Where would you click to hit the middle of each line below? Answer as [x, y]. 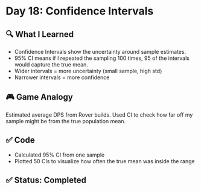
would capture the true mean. [51, 64]
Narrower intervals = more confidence [62, 77]
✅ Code [20, 140]
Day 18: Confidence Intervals [80, 11]
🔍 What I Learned [40, 34]
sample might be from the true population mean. [66, 121]
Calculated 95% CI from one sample [59, 155]
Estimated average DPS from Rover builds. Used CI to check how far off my [99, 115]
